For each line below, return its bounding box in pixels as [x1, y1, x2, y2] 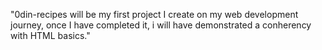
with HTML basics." [10, 30, 91, 41]
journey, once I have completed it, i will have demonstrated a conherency [10, 19, 312, 31]
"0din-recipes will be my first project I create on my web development [10, 9, 299, 20]
